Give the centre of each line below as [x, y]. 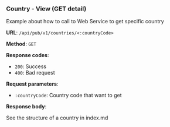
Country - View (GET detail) [46, 9]
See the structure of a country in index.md [57, 118]
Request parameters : [32, 84]
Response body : [26, 107]
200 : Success [30, 66]
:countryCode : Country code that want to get [68, 96]
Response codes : [28, 55]
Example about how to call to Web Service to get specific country [85, 22]
